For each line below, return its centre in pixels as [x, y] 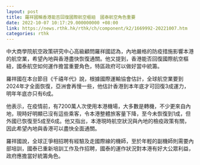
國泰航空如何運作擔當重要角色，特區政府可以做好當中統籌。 [89, 66]
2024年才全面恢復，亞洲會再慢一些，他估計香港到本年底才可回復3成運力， [98, 86]
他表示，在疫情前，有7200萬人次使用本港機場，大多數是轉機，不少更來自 [96, 106]
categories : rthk [28, 34]
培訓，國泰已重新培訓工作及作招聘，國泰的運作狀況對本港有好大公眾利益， [102, 148]
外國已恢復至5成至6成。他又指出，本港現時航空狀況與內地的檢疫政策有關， [98, 121]
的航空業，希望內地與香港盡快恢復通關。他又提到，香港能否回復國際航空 [95, 59]
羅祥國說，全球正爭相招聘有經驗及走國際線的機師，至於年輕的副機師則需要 [97, 141]
